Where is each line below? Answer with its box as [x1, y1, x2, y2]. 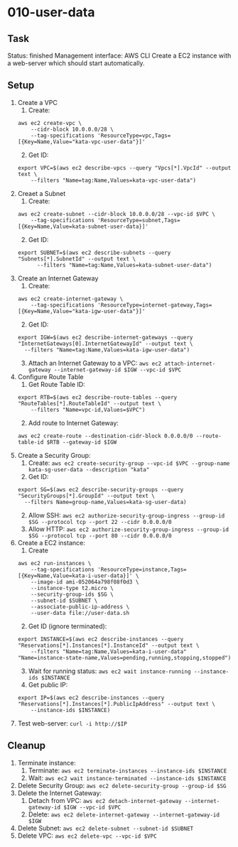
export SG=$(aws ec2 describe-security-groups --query [17, 486, 184, 493]
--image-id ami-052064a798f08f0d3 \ [31, 578, 139, 586]
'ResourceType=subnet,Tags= [97, 217, 180, 224]
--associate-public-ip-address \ [31, 603, 130, 611]
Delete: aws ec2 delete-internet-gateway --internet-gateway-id [28, 810, 220, 819]
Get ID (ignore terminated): [28, 622, 107, 630]
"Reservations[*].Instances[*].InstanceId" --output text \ [17, 642, 200, 649]
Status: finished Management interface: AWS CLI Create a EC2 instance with [7, 51, 232, 60]
